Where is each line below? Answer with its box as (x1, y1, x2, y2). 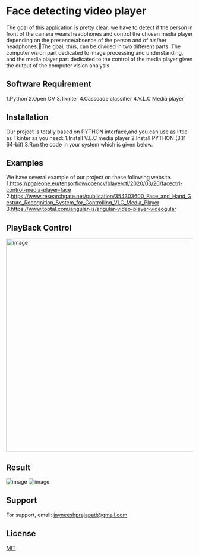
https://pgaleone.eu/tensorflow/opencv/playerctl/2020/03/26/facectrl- (10, 180, 183, 187)
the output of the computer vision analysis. (6, 61, 111, 69)
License (6, 528, 36, 539)
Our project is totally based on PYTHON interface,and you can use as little (6, 128, 188, 135)
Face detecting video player (6, 4, 147, 18)
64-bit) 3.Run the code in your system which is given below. (6, 141, 153, 148)
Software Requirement (6, 79, 91, 89)
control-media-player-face (6, 186, 71, 194)
